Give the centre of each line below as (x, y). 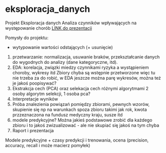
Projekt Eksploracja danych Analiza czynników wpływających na (71, 23)
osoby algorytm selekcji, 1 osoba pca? (51, 94)
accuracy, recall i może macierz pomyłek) (48, 145)
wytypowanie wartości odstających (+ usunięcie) (63, 47)
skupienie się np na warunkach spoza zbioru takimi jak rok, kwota (80, 109)
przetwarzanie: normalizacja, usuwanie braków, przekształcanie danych (86, 57)
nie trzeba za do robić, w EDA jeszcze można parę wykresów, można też (86, 78)
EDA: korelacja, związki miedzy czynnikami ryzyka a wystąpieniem (81, 67)
